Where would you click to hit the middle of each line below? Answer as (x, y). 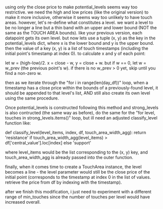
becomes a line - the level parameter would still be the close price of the (78, 172)
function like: (18, 123)
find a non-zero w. (24, 73)
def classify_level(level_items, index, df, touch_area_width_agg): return (76, 132)
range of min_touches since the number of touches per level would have (77, 197)
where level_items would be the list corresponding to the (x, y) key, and (77, 152)
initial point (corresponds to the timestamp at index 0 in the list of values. (78, 177)
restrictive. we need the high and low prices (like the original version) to (77, 12)
